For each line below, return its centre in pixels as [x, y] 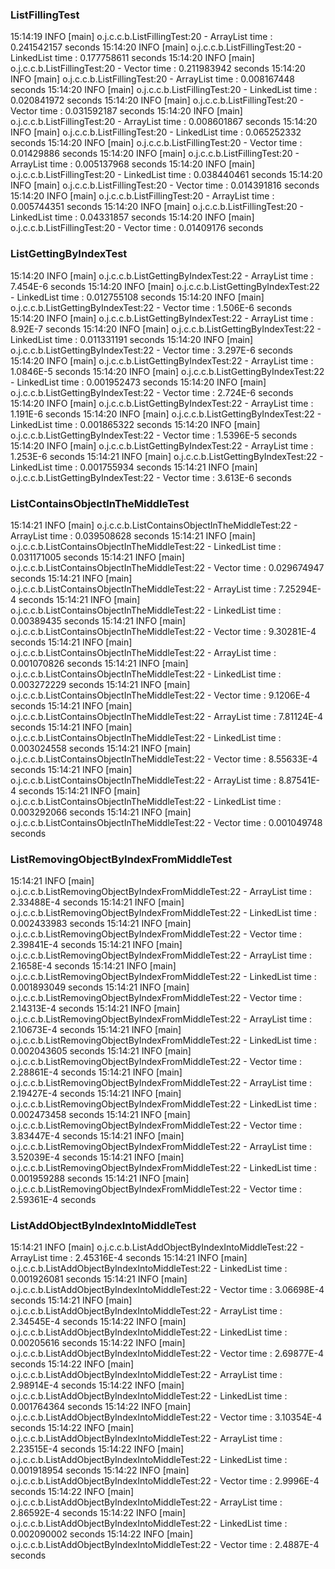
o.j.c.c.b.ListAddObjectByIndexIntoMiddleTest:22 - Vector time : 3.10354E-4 [166, 1417]
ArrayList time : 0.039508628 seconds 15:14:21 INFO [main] [133, 535]
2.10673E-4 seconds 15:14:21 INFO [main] [96, 1030]
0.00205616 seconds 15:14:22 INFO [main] [98, 1343]
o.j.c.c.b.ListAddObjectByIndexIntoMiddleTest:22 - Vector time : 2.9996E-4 [165, 1481]
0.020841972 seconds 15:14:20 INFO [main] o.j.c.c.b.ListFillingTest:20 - [157, 100]
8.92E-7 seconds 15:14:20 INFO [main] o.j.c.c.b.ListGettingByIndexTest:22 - [166, 329]
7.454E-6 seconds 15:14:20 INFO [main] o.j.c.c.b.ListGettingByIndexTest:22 [165, 286]
